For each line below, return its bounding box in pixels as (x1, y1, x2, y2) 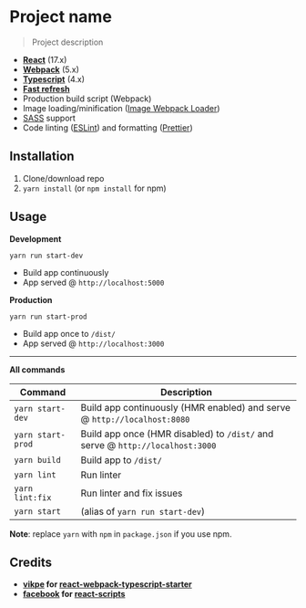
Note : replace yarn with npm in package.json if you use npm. (9, 528, 232, 540)
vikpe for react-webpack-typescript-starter (22, 579, 193, 590)
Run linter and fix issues (80, 487, 183, 499)
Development (9, 233, 62, 244)
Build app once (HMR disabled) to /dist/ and (80, 427, 274, 440)
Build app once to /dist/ (22, 328, 116, 339)
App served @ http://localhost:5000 (22, 277, 165, 288)
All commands (9, 363, 66, 375)
